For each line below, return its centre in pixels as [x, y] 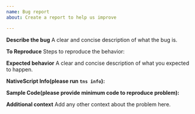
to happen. [19, 69]
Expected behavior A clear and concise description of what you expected [98, 63]
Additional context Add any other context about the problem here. [88, 104]
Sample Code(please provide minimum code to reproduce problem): [93, 92]
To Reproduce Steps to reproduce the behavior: [65, 51]
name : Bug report [28, 12]
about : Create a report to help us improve [61, 17]
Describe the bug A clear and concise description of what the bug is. [92, 40]
